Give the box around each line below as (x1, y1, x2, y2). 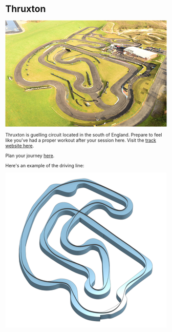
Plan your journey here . (5, 152, 55, 159)
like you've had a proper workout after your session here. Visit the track (5, 137, 156, 143)
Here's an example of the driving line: (5, 162, 84, 168)
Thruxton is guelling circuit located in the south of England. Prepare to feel (5, 131, 162, 138)
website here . (5, 142, 34, 149)
